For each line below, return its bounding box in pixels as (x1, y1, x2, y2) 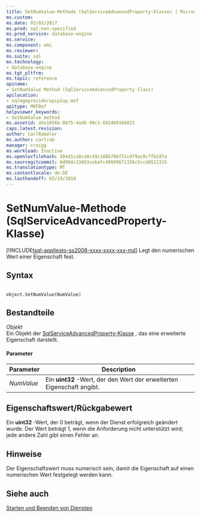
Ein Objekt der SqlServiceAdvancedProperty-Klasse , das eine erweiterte (6, 330, 186, 337)
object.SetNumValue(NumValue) (6, 291, 82, 297)
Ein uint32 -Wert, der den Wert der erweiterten (45, 375, 178, 384)
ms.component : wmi (6, 42, 52, 48)
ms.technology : (6, 59, 44, 65)
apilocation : (6, 92, 39, 98)
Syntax (6, 270, 33, 281)
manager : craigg (6, 142, 47, 148)
